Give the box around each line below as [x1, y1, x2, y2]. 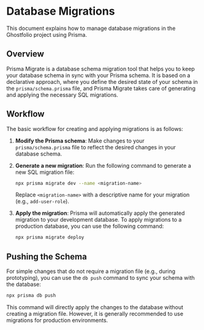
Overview [6, 49, 45, 59]
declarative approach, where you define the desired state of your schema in [6, 78, 198, 85]
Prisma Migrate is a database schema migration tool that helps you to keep [6, 65, 195, 72]
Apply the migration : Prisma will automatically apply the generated [15, 209, 185, 217]
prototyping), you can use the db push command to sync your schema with [6, 274, 195, 282]
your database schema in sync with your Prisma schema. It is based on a [6, 72, 191, 79]
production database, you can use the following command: [15, 222, 164, 230]
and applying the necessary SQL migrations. [6, 91, 118, 99]
